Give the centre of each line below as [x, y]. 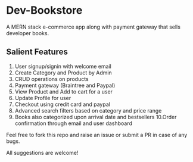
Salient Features [37, 52]
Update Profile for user [43, 98]
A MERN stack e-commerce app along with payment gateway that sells [93, 27]
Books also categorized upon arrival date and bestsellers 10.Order [96, 117]
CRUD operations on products [52, 79]
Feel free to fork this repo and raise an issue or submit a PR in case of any [97, 135]
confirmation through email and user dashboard [73, 123]
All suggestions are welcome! [42, 152]
